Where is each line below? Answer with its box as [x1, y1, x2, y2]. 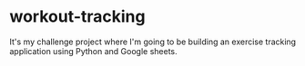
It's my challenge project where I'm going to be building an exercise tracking [9, 36, 297, 47]
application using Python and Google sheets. [9, 45, 178, 56]
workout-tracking [9, 6, 146, 27]
